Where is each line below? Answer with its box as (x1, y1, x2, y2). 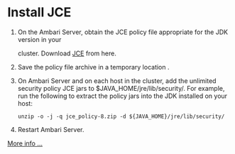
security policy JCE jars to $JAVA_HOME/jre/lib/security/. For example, (17, 84, 225, 92)
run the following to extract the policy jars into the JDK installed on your (17, 92, 228, 100)
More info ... (7, 139, 43, 148)
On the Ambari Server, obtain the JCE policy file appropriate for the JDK (17, 28, 229, 36)
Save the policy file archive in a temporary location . (17, 62, 170, 71)
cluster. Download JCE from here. (17, 49, 117, 57)
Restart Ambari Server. (17, 125, 84, 133)
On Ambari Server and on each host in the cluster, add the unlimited (17, 76, 217, 85)
